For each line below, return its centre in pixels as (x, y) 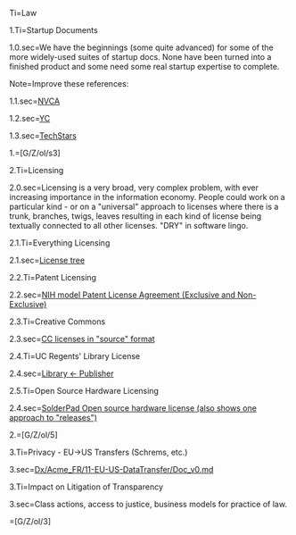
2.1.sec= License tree (47, 260)
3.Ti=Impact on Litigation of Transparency (86, 487)
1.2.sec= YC (30, 118)
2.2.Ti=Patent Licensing (53, 277)
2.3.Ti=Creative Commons (58, 322)
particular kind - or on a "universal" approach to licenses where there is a (144, 206)
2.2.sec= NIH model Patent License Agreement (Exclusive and (123, 295)
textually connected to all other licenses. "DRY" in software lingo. (129, 226)
